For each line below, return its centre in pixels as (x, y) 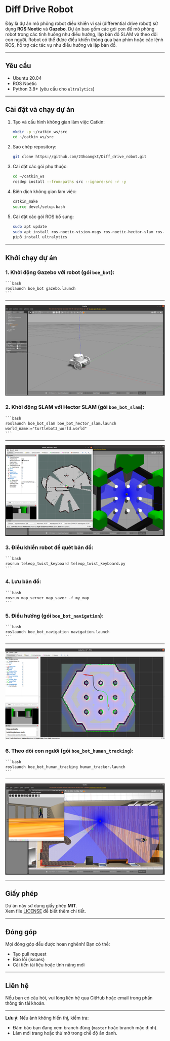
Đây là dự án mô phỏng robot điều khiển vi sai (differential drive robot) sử (82, 23)
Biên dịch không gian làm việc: (45, 191)
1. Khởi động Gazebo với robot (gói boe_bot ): (60, 272)
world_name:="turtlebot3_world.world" (46, 428)
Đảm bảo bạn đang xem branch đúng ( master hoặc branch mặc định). (85, 1028)
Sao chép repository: (34, 147)
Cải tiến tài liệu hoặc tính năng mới (49, 965)
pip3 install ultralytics (40, 237)
